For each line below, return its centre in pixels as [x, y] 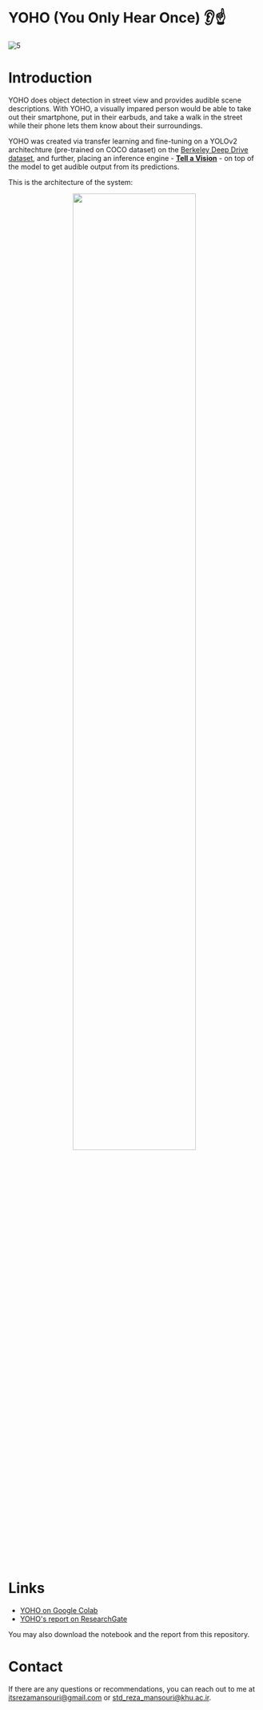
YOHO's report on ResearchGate [74, 1619]
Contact [36, 1667]
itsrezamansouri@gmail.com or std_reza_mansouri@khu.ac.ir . [110, 1697]
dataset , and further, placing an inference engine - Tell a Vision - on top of [131, 158]
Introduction [50, 78]
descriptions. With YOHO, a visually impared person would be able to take [130, 108]
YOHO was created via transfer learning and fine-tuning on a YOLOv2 [123, 141]
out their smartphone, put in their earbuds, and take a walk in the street [126, 117]
